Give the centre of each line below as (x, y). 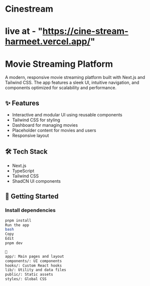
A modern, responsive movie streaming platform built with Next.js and (75, 77)
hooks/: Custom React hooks (34, 266)
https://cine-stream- (85, 31)
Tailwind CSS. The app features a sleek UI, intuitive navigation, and (72, 83)
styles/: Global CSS (26, 279)
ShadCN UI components (36, 181)
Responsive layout (30, 135)
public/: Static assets (29, 275)
